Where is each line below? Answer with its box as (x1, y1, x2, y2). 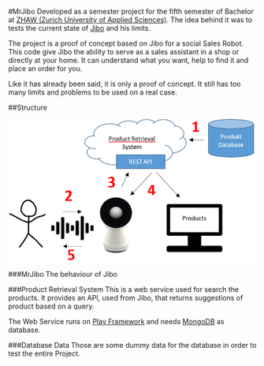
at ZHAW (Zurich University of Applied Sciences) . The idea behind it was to (8, 15, 253, 24)
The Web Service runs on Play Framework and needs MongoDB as (8, 317, 225, 327)
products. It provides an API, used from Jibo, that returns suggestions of (8, 293, 244, 303)
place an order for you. (8, 64, 83, 73)
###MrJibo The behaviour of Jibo (8, 270, 118, 279)
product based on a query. (8, 301, 95, 311)
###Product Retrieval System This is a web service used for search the (8, 285, 239, 294)
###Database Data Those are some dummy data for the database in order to (8, 341, 257, 350)
